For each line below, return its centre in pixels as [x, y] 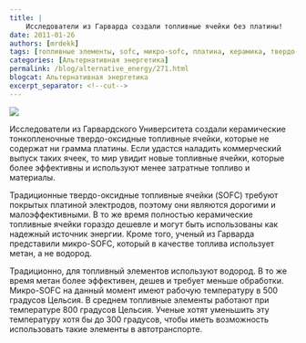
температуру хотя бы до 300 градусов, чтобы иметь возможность [139, 319]
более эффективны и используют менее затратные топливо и [130, 167]
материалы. [33, 177]
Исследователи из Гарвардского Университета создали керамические [148, 129]
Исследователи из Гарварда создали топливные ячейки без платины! [154, 26]
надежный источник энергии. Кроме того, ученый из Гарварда [132, 234]
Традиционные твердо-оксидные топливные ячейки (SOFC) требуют [144, 195]
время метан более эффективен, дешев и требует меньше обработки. [147, 280]
